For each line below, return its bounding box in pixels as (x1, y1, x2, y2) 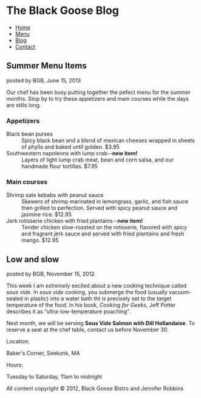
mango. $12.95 (21, 237, 59, 244)
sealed (6, 295, 23, 302)
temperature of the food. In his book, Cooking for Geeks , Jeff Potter (6, 302, 176, 309)
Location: (6, 338, 30, 345)
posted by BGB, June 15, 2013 (6, 76, 81, 84)
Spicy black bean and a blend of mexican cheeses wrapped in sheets (21, 137, 196, 144)
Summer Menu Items (6, 61, 87, 71)
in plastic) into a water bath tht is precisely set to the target (24, 295, 172, 302)
